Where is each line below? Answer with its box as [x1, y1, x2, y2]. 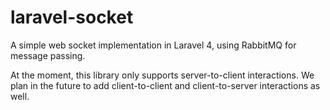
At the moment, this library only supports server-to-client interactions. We [10, 69, 315, 81]
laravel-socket [10, 6, 134, 29]
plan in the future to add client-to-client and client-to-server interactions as [10, 79, 321, 91]
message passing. [10, 49, 86, 61]
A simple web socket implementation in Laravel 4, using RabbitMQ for [10, 39, 297, 51]
